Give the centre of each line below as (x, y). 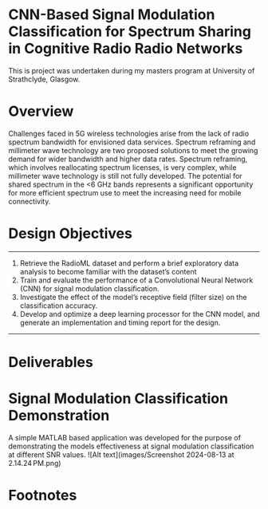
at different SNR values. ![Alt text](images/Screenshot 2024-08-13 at (121, 454)
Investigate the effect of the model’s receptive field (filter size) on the (133, 297)
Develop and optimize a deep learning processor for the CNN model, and (140, 314)
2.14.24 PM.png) (35, 463)
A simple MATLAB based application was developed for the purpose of (125, 437)
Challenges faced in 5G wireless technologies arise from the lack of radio (129, 133)
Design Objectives (71, 234)
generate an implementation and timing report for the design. (120, 322)
